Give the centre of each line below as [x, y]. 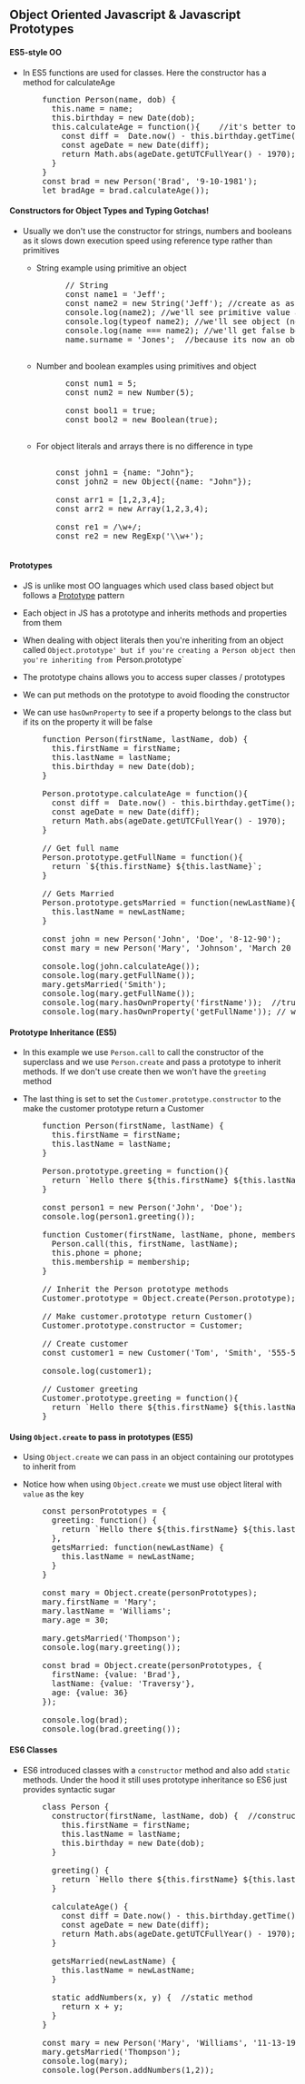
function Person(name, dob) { [109, 99]
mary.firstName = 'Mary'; [99, 1602]
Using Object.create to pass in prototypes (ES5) [101, 1437]
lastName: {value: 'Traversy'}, [123, 1684]
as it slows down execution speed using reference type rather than [148, 241]
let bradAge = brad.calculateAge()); [126, 190]
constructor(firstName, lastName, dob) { [145, 1816]
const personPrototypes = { [104, 1511]
